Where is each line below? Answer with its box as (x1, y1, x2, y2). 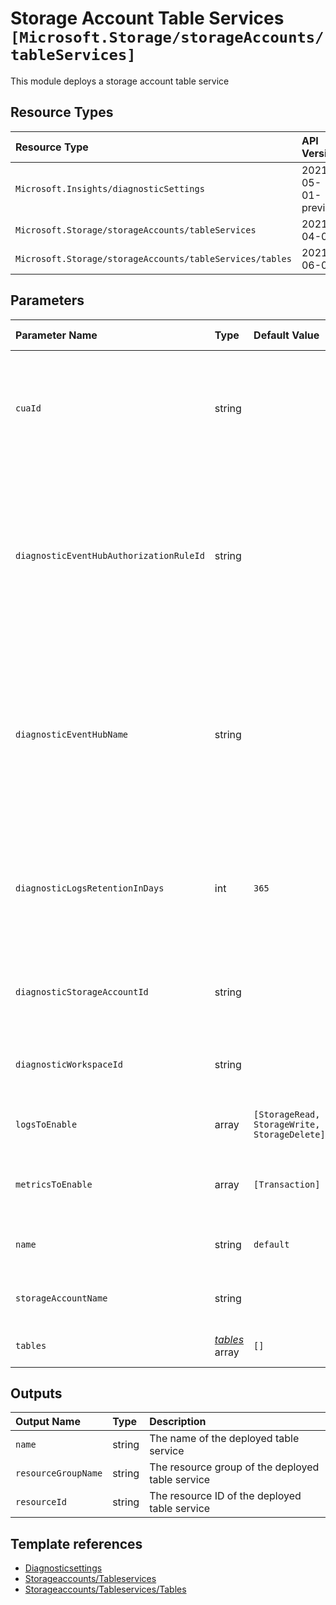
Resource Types (10, 104, 114, 121)
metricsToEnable (15, 1178, 93, 1190)
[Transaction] (253, 1178, 321, 1190)
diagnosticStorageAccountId (15, 986, 149, 997)
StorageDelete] (253, 1128, 326, 1140)
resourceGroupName (15, 1468, 103, 1479)
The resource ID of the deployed (149, 1489, 302, 1503)
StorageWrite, (253, 1118, 321, 1130)
